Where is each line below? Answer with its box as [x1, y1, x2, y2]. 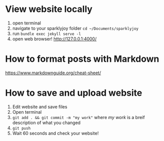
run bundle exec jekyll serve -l [12, 30, 81, 36]
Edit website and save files [12, 104, 67, 110]
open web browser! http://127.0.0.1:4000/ [12, 36, 97, 42]
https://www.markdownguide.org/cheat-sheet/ [5, 70, 101, 76]
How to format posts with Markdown [5, 53, 160, 65]
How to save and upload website [5, 87, 143, 99]
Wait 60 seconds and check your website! [12, 130, 99, 136]
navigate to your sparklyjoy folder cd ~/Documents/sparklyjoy [12, 25, 139, 31]
